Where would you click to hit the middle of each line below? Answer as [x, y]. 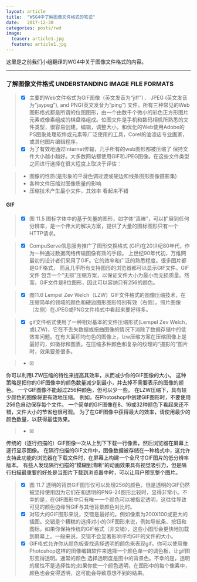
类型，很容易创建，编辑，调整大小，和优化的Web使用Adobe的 [109, 127]
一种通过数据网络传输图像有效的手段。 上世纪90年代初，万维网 [110, 253]
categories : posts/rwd [34, 28]
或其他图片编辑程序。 [55, 142]
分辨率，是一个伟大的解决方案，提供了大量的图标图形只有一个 [104, 226]
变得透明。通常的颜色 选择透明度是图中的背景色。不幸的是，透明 [112, 558]
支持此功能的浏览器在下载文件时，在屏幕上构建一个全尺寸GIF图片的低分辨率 [98, 458]
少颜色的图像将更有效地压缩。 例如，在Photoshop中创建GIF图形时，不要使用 [98, 397]
